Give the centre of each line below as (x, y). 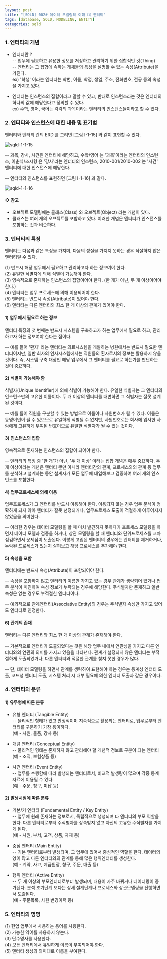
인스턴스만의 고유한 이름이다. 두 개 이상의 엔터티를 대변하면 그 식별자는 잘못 (78, 396)
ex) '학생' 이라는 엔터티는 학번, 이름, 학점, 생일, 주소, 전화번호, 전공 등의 (82, 79)
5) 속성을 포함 (19, 558)
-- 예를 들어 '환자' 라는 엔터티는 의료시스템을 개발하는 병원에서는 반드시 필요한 (81, 347)
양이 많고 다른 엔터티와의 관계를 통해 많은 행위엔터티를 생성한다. (74, 858)
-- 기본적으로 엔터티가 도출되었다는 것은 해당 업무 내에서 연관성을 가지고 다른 (80, 646)
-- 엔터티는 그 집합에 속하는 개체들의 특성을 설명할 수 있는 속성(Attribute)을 (85, 67)
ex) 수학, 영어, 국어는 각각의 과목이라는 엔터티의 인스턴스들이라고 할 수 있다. (86, 109)
